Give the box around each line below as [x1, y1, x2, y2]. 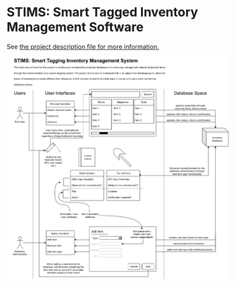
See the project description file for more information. [6, 42, 159, 51]
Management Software [6, 19, 144, 35]
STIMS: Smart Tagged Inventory [6, 4, 199, 20]
